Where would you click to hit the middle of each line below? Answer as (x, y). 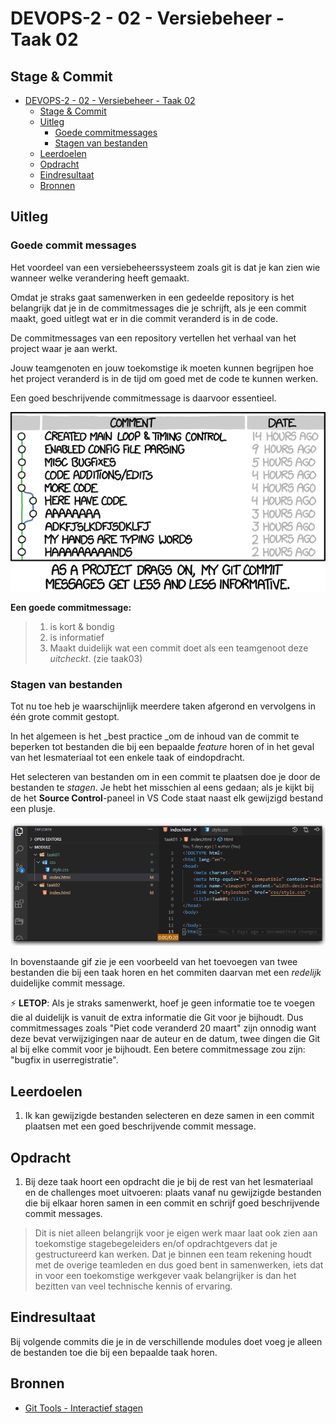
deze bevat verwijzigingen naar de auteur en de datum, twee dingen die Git (165, 1039)
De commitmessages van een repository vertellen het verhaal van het (153, 338)
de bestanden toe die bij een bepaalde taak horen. (114, 1352)
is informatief (77, 637)
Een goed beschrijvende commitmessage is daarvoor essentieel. (143, 398)
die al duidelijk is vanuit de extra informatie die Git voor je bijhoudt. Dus (157, 1018)
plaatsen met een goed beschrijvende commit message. (140, 1126)
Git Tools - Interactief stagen (83, 1408)
